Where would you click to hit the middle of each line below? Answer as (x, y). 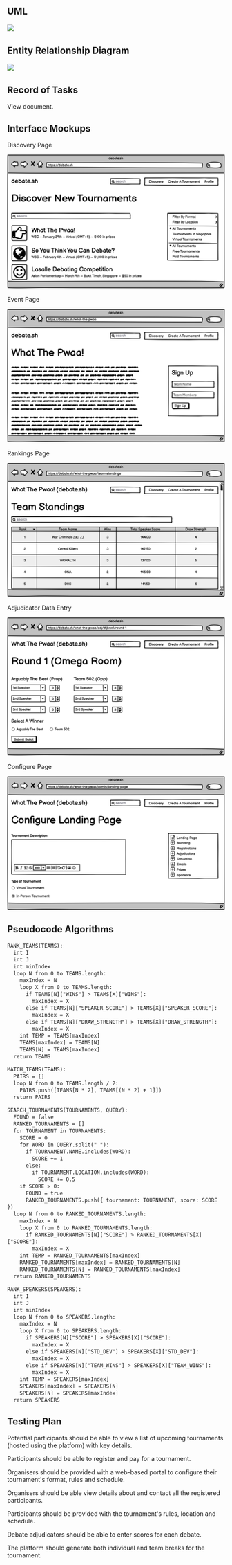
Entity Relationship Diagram (68, 51)
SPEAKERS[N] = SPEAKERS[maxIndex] (69, 1393)
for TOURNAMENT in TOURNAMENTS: (60, 1131)
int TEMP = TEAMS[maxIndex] (60, 1036)
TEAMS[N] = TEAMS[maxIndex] (60, 1050)
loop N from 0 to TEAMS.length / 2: (66, 1084)
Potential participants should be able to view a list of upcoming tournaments (115, 1438)
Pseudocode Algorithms (60, 929)
